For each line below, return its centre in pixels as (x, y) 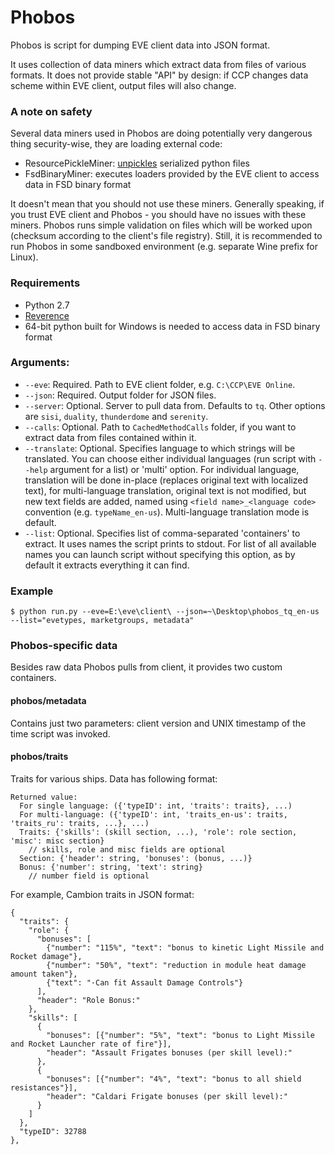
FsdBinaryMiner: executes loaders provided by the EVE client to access (172, 174)
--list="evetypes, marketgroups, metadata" (102, 621)
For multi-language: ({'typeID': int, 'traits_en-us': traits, (153, 814)
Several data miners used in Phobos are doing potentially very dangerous (161, 133)
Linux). (24, 257)
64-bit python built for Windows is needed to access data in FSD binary (172, 326)
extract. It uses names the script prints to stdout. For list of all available (170, 543)
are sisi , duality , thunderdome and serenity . (116, 416)
